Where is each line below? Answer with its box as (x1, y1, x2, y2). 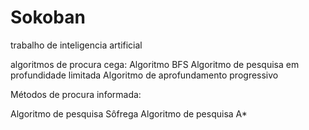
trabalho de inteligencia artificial (10, 39, 143, 51)
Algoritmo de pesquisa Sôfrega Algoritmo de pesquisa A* (10, 107, 248, 120)
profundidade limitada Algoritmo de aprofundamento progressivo (10, 69, 279, 81)
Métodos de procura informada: (10, 88, 142, 100)
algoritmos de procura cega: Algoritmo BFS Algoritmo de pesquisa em (10, 58, 300, 70)
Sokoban (10, 6, 86, 29)
